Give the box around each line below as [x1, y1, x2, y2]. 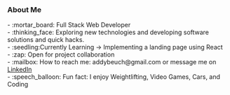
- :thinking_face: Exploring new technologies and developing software [7, 28, 209, 36]
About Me [7, 5, 42, 15]
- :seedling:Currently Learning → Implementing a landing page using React [7, 43, 223, 52]
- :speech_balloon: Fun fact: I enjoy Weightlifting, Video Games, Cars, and [7, 73, 221, 81]
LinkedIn [7, 65, 32, 74]
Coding [7, 80, 29, 89]
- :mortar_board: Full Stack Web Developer [7, 21, 131, 29]
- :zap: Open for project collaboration [7, 50, 115, 59]
